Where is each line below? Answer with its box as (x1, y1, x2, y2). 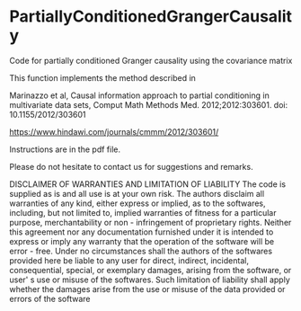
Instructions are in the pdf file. (9, 144, 121, 155)
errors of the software (9, 293, 91, 304)
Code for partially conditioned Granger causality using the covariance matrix (9, 55, 293, 66)
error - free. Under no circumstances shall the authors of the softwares (9, 245, 272, 256)
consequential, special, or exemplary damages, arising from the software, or (9, 264, 292, 275)
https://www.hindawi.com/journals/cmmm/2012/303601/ (9, 126, 219, 137)
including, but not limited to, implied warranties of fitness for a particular (9, 207, 277, 218)
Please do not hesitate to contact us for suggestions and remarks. (9, 161, 253, 172)
